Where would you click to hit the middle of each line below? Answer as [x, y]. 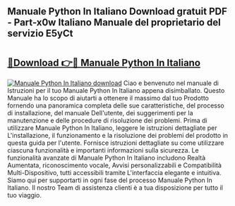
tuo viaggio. [25, 195]
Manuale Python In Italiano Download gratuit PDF [117, 12]
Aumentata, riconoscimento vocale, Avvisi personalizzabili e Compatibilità [115, 165]
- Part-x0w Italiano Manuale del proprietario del [114, 23]
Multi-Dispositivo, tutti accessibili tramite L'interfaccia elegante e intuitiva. [114, 173]
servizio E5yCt [40, 33]
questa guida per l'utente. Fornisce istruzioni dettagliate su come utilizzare [116, 143]
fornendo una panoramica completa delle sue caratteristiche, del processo [116, 105]
